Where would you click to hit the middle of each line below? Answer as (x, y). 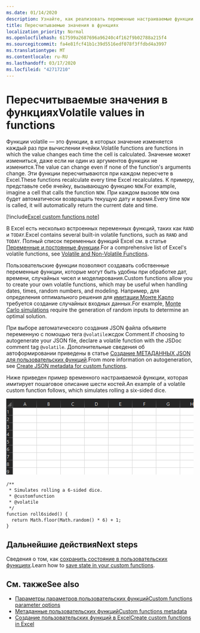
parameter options (38, 605)
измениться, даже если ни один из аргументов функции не (82, 161)
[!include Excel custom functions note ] (53, 217)
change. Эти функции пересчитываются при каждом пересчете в (90, 174)
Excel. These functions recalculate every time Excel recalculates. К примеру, (100, 180)
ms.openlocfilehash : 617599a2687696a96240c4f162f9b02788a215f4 (87, 38)
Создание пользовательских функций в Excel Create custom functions (103, 618)
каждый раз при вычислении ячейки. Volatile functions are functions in (95, 148)
